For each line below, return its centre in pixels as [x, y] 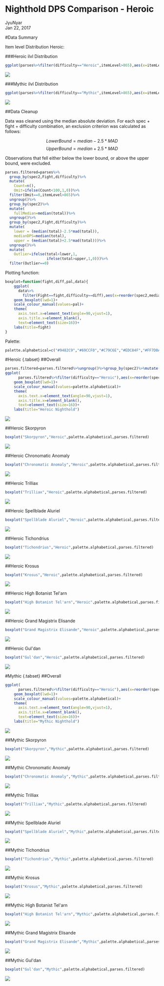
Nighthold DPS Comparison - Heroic [80, 9]
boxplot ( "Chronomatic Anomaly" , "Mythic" [47, 776]
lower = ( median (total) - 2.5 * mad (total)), [56, 231]
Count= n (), [25, 186]
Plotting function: [22, 273]
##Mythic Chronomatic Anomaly [38, 767]
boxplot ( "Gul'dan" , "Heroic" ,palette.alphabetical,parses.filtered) [75, 657]
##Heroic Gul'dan [23, 649]
